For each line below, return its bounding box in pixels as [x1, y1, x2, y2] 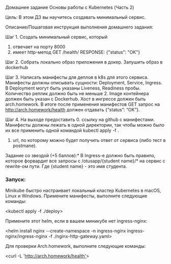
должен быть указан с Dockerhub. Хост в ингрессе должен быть [5, 96, 146, 102]
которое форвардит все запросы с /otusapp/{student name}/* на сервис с [5, 158, 165, 164]
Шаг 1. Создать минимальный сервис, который [5, 34, 108, 40]
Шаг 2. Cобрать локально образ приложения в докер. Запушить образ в [5, 59, 163, 65]
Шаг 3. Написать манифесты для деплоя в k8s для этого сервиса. [5, 74, 149, 80]
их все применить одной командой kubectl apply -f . [5, 127, 119, 133]
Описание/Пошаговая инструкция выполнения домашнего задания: [5, 24, 154, 30]
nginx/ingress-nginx [5, 233, 48, 240]
